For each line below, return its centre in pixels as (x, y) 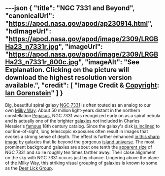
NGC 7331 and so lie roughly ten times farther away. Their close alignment (81, 152)
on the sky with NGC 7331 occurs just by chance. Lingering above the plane (82, 157)
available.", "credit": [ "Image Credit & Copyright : (82, 85)
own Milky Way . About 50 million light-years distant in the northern (73, 110)
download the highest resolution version (68, 78)
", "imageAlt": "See (109, 62)
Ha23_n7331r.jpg (32, 47)
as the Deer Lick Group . (29, 168)
